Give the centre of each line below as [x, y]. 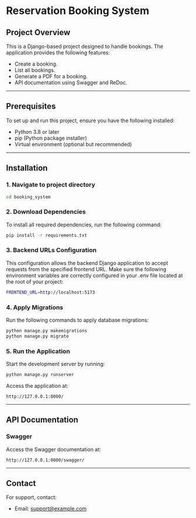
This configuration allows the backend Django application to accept [87, 263]
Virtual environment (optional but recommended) [73, 144]
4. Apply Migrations [35, 307]
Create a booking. [36, 64]
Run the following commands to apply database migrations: [77, 320]
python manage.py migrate [37, 336]
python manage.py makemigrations [47, 331]
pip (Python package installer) [51, 138]
